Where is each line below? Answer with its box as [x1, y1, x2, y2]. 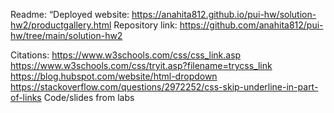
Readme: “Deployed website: [10, 9, 130, 20]
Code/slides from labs [43, 92, 135, 103]
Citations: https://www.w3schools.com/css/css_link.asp [10, 49, 242, 61]
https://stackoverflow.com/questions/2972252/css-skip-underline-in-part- [10, 81, 319, 93]
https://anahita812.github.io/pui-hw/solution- [131, 9, 317, 20]
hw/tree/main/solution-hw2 [10, 30, 123, 41]
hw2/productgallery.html [10, 19, 112, 31]
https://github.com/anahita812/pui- [179, 19, 324, 31]
